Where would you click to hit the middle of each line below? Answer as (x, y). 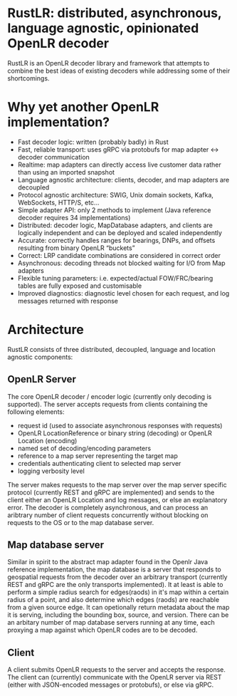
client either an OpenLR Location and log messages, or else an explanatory (117, 499)
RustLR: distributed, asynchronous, (115, 13)
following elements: (36, 412)
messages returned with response (68, 301)
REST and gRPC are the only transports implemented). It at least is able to (115, 585)
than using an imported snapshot (66, 172)
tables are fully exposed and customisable (80, 286)
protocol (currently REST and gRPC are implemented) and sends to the (111, 492)
